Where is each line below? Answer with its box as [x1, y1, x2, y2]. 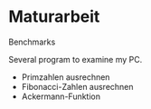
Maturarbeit [8, 6, 100, 27]
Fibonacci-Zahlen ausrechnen [21, 81, 134, 92]
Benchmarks [8, 36, 56, 47]
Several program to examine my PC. [8, 54, 143, 64]
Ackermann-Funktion [21, 91, 101, 102]
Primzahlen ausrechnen [21, 71, 110, 83]
